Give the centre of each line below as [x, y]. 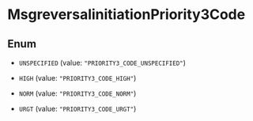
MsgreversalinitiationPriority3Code [126, 15]
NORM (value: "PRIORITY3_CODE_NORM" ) [77, 93]
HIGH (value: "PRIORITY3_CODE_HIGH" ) [77, 78]
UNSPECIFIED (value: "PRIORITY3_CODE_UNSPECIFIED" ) [102, 62]
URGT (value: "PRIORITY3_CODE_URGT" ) [77, 109]
